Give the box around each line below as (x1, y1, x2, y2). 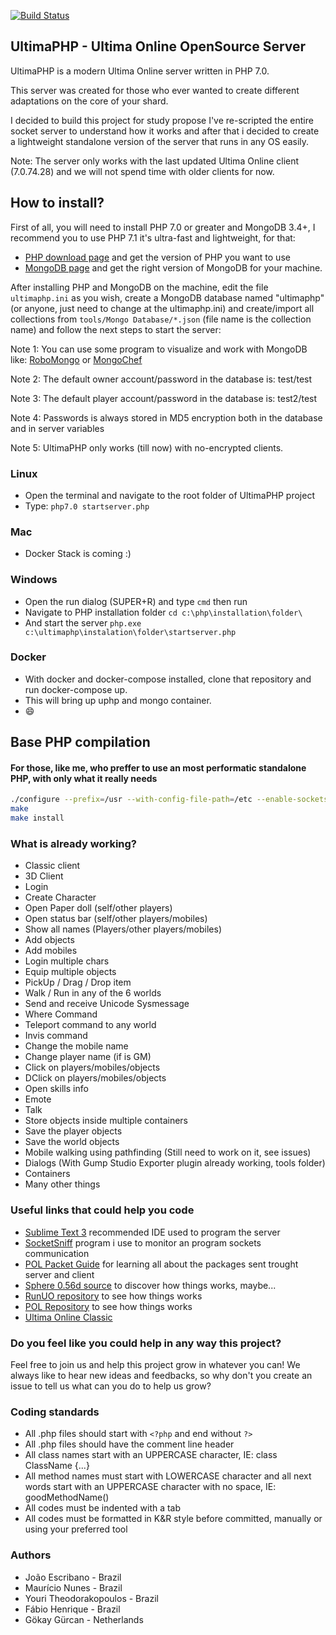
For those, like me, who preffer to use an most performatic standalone (10, 761, 307, 774)
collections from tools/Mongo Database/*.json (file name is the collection (10, 313, 312, 325)
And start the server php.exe (24, 616, 142, 629)
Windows (10, 573, 58, 587)
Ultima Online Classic (24, 1311, 113, 1323)
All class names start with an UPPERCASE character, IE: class (24, 1449, 278, 1461)
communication (24, 1247, 90, 1259)
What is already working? (10, 836, 138, 850)
